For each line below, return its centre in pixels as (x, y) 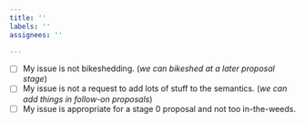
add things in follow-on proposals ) (87, 99)
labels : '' (30, 26)
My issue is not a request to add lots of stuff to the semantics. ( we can (155, 88)
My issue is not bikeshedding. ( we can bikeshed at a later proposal (148, 68)
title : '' (28, 18)
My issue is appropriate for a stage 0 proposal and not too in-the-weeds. (159, 108)
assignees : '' (36, 35)
